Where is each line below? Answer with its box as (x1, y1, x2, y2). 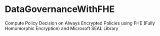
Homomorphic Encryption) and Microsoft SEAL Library (5, 25, 118, 31)
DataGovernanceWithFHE (5, 3, 115, 15)
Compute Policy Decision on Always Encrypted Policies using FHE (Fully (5, 20, 155, 26)
